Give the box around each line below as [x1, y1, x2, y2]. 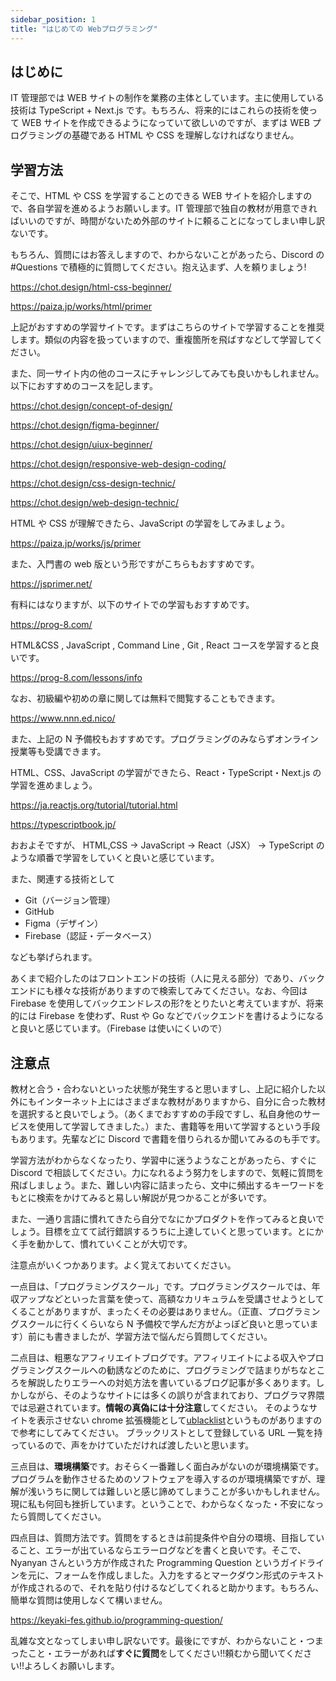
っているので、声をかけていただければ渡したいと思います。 [10, 1439, 255, 1451]
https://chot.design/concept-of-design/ [10, 400, 173, 412]
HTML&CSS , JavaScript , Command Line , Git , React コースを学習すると [10, 639, 311, 651]
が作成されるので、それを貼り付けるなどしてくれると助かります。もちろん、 [10, 1581, 325, 1593]
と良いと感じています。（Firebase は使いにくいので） [10, 1022, 228, 1035]
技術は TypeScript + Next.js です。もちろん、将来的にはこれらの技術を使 [10, 104, 310, 116]
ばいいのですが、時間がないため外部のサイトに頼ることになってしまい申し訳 [10, 215, 326, 227]
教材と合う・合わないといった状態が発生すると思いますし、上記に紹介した [10, 1082, 317, 1095]
